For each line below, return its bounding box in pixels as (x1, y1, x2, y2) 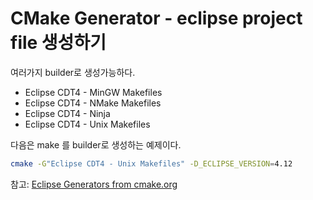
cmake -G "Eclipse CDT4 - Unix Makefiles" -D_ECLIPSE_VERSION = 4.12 (10, 158, 293, 169)
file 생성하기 (10, 32, 107, 54)
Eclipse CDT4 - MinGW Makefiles (24, 86, 163, 98)
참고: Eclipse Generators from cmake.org (10, 178, 178, 190)
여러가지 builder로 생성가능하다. (10, 66, 136, 78)
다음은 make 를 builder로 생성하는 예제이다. (10, 138, 182, 151)
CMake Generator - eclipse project (10, 7, 303, 30)
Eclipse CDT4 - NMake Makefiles (24, 97, 162, 109)
